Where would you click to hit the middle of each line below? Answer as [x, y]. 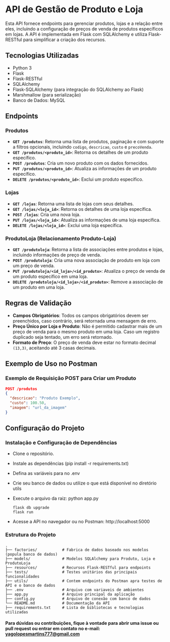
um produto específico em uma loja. [50, 277]
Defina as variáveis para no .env [46, 473]
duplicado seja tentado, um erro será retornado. [63, 337]
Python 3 [22, 68]
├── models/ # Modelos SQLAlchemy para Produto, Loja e [80, 559]
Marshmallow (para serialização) [47, 94]
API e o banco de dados [30, 585]
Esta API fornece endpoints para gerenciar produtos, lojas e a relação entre [84, 23]
